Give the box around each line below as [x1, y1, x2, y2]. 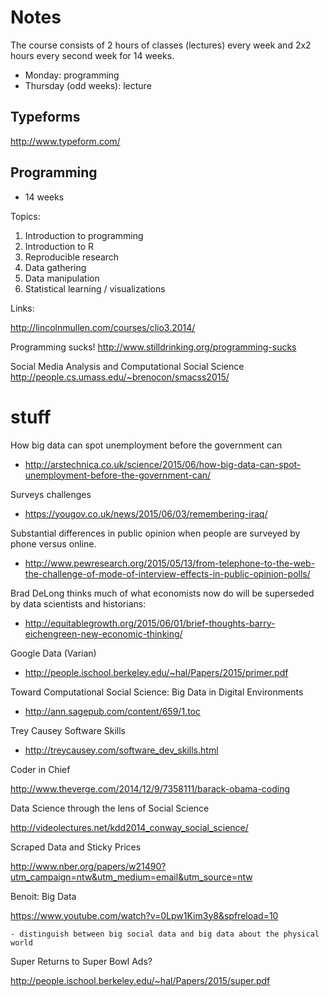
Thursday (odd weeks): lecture [24, 79, 152, 91]
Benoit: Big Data [10, 890, 77, 902]
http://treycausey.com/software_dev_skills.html [24, 744, 219, 756]
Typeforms [10, 109, 81, 126]
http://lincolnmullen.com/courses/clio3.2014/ [10, 321, 196, 333]
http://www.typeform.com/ [10, 135, 121, 147]
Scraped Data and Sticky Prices [10, 841, 142, 853]
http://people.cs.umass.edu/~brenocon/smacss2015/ [10, 371, 230, 383]
